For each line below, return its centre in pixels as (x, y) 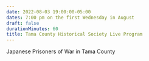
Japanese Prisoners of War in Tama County (61, 51)
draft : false (23, 23)
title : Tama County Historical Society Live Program (74, 34)
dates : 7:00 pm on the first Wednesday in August (71, 18)
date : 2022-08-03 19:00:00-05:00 (49, 12)
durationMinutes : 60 (33, 29)
